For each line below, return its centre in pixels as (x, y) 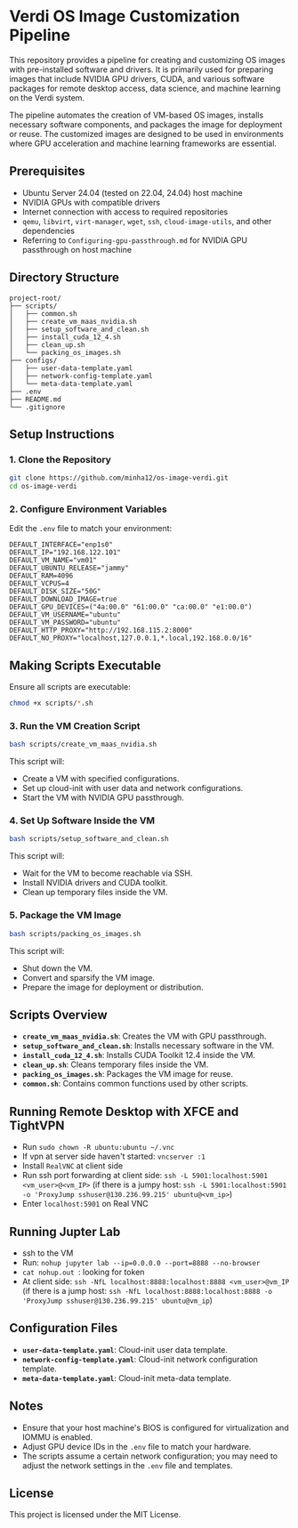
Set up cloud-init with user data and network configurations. (133, 788)
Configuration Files (64, 1328)
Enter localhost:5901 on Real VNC (85, 1204)
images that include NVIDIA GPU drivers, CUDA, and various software (137, 78)
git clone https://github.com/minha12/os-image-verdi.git (119, 478)
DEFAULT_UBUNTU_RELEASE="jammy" (69, 568)
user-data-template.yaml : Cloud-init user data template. (125, 1349)
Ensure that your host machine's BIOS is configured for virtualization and (155, 1427)
